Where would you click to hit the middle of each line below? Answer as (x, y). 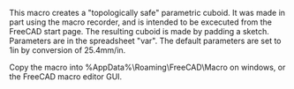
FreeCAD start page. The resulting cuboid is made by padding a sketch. (139, 31)
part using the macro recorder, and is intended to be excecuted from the (140, 22)
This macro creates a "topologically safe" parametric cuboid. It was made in (147, 13)
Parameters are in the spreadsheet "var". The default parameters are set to (145, 41)
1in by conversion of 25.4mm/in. (68, 50)
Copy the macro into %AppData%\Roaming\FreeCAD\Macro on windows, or (147, 67)
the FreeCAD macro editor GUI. (66, 77)
